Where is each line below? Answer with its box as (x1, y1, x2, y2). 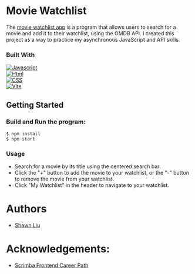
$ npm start (6, 136, 35, 142)
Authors (6, 202, 47, 216)
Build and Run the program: (6, 118, 86, 126)
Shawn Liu (14, 222, 41, 229)
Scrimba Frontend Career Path (14, 262, 89, 269)
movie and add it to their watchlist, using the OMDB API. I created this (6, 29, 174, 36)
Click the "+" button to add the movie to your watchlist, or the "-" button (14, 169, 190, 176)
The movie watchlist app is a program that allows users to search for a (6, 24, 176, 31)
